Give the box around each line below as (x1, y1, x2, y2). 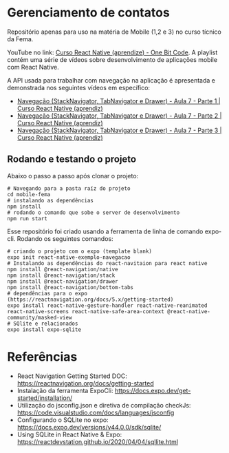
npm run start (7, 215, 48, 222)
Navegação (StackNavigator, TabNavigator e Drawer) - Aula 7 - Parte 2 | (17, 112, 222, 120)
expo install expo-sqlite (7, 326, 81, 333)
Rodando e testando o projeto (7, 154, 136, 165)
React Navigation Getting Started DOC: (17, 372, 127, 380)
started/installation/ (17, 394, 73, 402)
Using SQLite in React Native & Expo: (17, 430, 122, 439)
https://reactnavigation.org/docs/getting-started (17, 379, 155, 387)
